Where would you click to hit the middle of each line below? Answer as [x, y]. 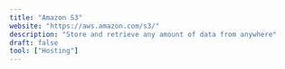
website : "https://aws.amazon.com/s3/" [85, 26]
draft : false [34, 43]
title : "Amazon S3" [46, 17]
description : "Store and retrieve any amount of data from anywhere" [143, 34]
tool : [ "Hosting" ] [44, 51]
